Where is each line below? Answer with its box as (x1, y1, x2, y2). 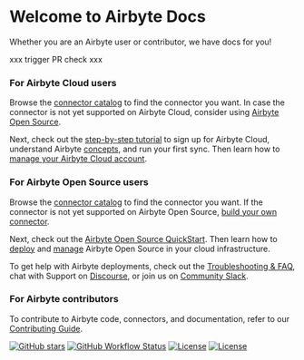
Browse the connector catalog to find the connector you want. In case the (9, 97, 286, 108)
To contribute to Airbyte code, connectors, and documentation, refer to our (9, 313, 290, 324)
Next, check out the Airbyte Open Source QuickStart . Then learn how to (9, 233, 279, 244)
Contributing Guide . (9, 323, 83, 334)
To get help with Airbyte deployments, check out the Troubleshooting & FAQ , (9, 260, 296, 271)
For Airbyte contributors (9, 293, 120, 306)
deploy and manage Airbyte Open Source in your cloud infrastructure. (9, 243, 270, 254)
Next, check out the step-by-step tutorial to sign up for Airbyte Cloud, (9, 134, 270, 145)
